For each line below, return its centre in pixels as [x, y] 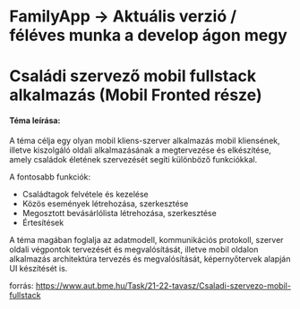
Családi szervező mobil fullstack [133, 76]
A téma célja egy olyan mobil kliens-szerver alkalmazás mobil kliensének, [145, 140]
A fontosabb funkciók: [50, 177]
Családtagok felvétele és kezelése [86, 194]
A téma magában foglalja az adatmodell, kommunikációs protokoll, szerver [146, 239]
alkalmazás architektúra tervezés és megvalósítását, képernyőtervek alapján [150, 259]
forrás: [21, 285]
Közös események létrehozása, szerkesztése [105, 204]
